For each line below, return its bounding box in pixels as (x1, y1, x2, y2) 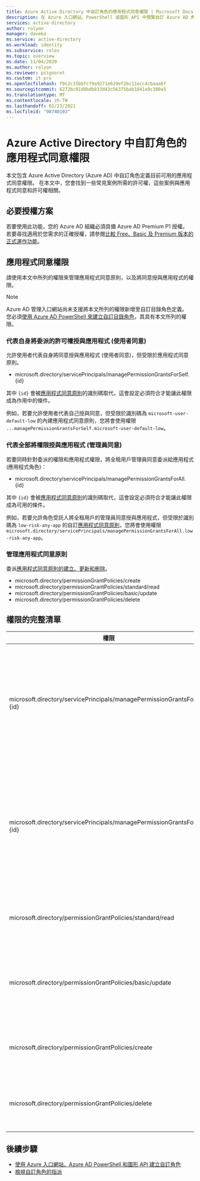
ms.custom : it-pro (6, 75, 52, 81)
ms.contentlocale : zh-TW (6, 97, 68, 103)
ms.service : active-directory (6, 36, 82, 42)
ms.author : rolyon (6, 64, 52, 70)
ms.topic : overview (6, 53, 55, 59)
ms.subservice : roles (6, 48, 60, 54)
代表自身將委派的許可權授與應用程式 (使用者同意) (6, 336, 147, 345)
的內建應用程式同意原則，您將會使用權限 (36, 417, 136, 424)
